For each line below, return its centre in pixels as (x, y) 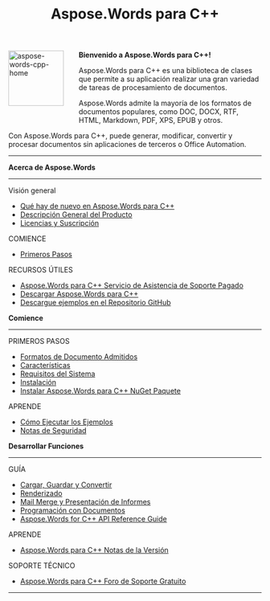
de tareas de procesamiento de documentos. (153, 88)
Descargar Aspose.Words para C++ (79, 294)
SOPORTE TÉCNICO (42, 566)
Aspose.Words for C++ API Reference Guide (93, 519)
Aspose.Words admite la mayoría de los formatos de (165, 103)
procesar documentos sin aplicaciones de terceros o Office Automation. (127, 145)
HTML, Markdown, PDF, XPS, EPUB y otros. (151, 121)
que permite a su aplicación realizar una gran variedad (169, 79)
